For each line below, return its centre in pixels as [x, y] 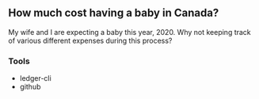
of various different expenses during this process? [90, 40]
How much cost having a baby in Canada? [114, 13]
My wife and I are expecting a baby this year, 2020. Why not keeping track [129, 32]
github [30, 87]
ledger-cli [35, 78]
